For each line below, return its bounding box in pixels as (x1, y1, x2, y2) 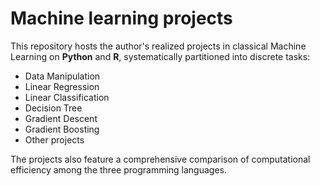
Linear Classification (24, 91, 110, 103)
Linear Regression (24, 80, 100, 92)
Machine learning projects (10, 7, 233, 30)
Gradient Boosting (24, 123, 100, 135)
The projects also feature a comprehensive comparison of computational (10, 153, 311, 165)
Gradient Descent (24, 112, 98, 124)
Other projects (24, 133, 85, 146)
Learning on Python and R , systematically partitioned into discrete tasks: (10, 50, 311, 62)
